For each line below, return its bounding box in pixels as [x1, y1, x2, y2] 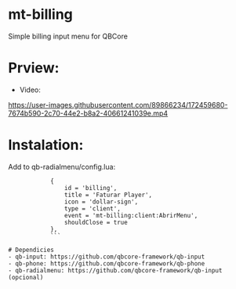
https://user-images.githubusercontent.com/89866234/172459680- [8, 100, 228, 109]
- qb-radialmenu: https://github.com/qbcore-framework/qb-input [8, 266, 223, 274]
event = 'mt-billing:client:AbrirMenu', [64, 211, 198, 219]
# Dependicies [8, 246, 55, 254]
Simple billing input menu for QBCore [8, 31, 128, 41]
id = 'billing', [64, 184, 118, 192]
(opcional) [8, 273, 44, 281]
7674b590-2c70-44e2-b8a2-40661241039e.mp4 [8, 108, 169, 118]
